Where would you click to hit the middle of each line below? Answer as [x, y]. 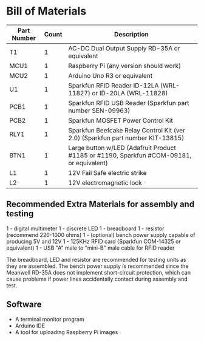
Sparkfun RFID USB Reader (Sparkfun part [129, 103]
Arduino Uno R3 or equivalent [110, 75]
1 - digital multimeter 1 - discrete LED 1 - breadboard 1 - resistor [85, 228]
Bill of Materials [46, 11]
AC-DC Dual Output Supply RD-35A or [124, 48]
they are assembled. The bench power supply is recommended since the [97, 266]
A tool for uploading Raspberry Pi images [66, 332]
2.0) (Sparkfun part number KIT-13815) [126, 138]
